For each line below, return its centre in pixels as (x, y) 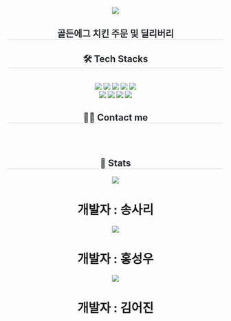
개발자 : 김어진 (115, 308)
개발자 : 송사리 (115, 210)
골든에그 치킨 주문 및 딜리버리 (115, 34)
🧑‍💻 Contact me (115, 117)
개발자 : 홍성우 (115, 259)
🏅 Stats (115, 164)
